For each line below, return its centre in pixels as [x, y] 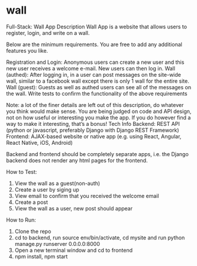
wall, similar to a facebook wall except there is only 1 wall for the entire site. [98, 81]
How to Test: [22, 171]
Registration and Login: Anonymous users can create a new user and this [95, 62]
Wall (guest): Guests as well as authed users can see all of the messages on [99, 87]
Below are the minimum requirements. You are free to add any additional [94, 44]
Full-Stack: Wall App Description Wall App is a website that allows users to [97, 27]
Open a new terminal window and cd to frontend [74, 250]
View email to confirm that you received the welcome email [87, 196]
